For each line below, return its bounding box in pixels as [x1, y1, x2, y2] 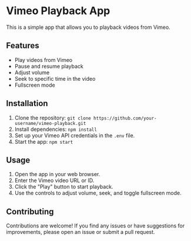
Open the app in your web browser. [14, 171, 100, 178]
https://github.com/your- [93, 115, 157, 121]
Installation [6, 98, 48, 108]
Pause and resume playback [14, 62, 84, 70]
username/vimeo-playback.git [14, 120, 86, 126]
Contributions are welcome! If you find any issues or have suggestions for [6, 222, 185, 229]
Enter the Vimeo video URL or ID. [14, 177, 95, 184]
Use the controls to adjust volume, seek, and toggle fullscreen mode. [14, 190, 182, 197]
